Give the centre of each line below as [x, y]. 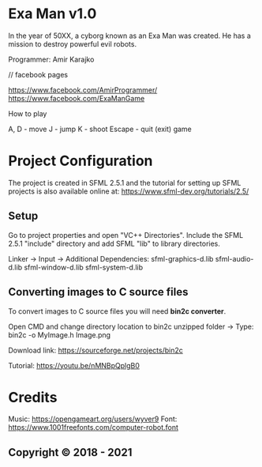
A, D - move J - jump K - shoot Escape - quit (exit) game [100, 129]
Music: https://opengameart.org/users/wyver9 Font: [93, 419]
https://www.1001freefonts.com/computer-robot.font [94, 427]
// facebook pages [38, 74]
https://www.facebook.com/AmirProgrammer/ [83, 90]
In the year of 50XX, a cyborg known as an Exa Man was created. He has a [129, 36]
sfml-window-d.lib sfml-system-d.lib [83, 267]
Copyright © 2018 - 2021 [70, 452]
